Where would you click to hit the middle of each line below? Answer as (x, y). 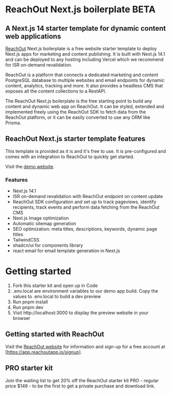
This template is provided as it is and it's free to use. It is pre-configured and (86, 151)
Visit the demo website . (30, 166)
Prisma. (13, 123)
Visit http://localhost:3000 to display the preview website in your (81, 313)
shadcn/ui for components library (48, 245)
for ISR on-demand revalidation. (39, 65)
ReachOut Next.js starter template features (75, 139)
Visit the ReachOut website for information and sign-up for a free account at (85, 346)
